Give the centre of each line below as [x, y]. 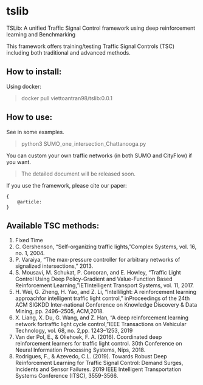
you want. [19, 162]
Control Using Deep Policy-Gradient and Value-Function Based [94, 279]
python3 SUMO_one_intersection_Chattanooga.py [84, 143]
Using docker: [24, 86]
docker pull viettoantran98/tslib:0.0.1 [67, 98]
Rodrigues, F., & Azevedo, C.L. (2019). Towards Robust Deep [91, 356]
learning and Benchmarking [41, 34]
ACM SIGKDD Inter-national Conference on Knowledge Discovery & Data [106, 305]
